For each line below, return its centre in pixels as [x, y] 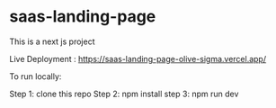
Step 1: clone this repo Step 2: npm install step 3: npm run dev [124, 94]
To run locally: [36, 76]
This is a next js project [52, 41]
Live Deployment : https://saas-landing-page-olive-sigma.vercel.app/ [138, 58]
